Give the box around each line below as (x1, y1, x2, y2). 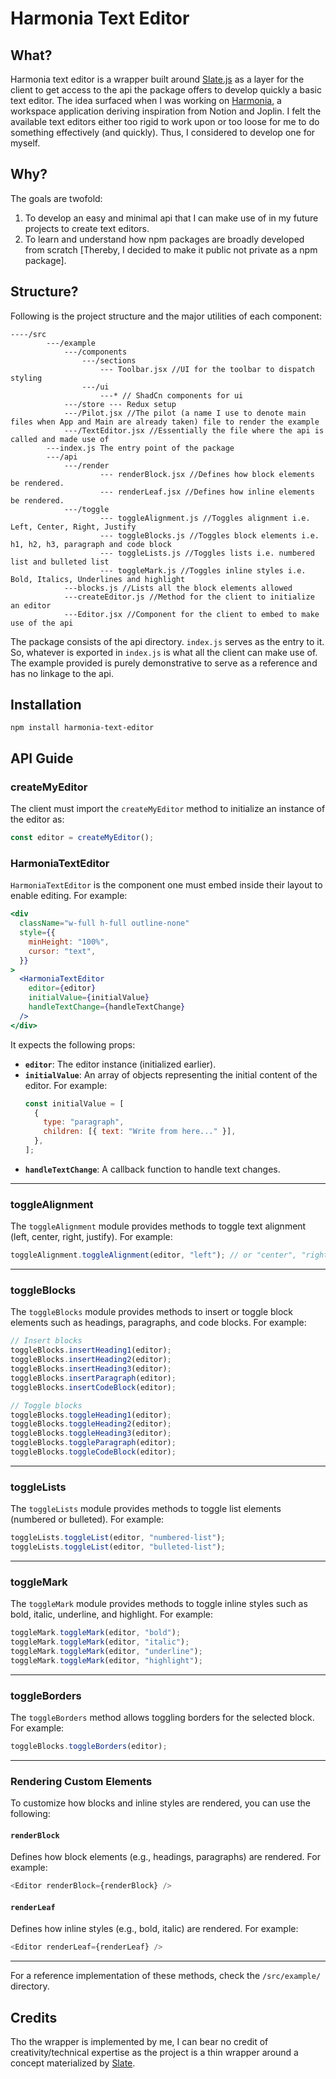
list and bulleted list (10, 557, 110, 567)
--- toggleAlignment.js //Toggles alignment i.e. (99, 513, 311, 523)
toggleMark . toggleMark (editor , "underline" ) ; (10, 1646, 203, 1656)
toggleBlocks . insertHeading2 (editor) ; (10, 1355, 172, 1365)
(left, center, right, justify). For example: (10, 1231, 173, 1243)
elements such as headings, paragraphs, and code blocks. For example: (10, 1317, 307, 1329)
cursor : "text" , (28, 946, 97, 956)
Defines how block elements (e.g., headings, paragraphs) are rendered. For (10, 1851, 321, 1863)
